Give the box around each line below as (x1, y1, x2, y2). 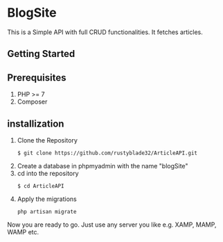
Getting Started (7, 48, 75, 60)
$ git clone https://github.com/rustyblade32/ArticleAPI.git (17, 150, 198, 156)
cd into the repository (17, 169, 79, 177)
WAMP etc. (7, 227, 39, 236)
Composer (17, 97, 48, 106)
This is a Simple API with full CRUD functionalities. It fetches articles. (7, 28, 203, 36)
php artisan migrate (17, 208, 77, 215)
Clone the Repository (17, 136, 78, 144)
